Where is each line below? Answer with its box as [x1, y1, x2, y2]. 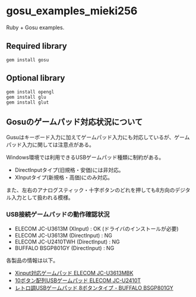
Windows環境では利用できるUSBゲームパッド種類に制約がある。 [6, 154, 165, 161]
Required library [6, 41, 67, 51]
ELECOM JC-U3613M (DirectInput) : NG [14, 232, 113, 239]
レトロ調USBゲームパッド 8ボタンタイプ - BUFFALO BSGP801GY [14, 284, 173, 291]
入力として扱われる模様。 [11, 194, 74, 201]
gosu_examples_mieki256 [6, 4, 138, 18]
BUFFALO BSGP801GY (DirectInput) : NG [14, 244, 115, 251]
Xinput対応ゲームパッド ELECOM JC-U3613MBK [14, 269, 134, 276]
